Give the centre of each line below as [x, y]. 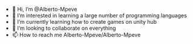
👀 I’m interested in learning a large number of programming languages [100, 15]
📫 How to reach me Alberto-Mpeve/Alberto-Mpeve [76, 35]
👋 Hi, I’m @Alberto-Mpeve [44, 9]
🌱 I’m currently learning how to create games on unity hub [84, 22]
